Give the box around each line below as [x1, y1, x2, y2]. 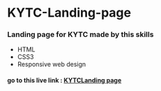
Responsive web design [17, 60, 86, 69]
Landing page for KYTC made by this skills [7, 30, 154, 40]
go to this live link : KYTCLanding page [7, 76, 122, 85]
